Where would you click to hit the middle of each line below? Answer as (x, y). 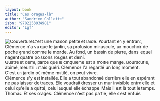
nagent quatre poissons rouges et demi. (45, 57)
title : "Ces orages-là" (29, 14)
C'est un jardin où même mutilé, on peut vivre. (51, 73)
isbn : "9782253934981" (28, 23)
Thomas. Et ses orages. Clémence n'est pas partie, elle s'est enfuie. (73, 94)
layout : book (18, 10)
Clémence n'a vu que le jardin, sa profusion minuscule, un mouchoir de (77, 47)
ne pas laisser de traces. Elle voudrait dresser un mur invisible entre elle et (80, 83)
